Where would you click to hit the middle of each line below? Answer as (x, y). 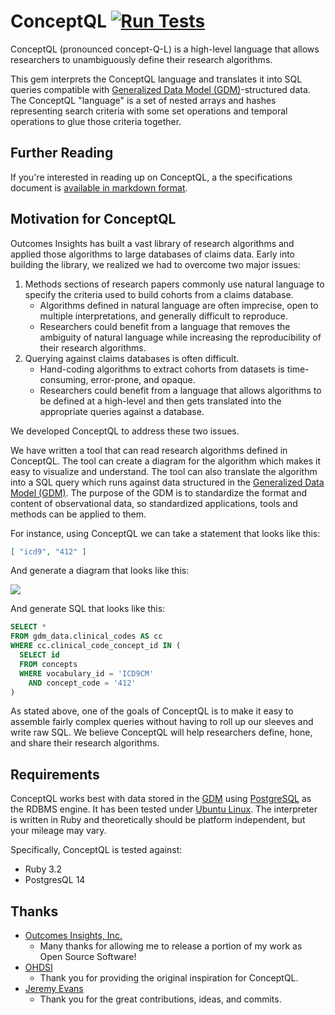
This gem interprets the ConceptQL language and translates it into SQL (156, 79)
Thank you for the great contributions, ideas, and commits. (160, 999)
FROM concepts (48, 664)
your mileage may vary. (58, 831)
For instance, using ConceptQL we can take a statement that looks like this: (165, 533)
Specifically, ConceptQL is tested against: (96, 850)
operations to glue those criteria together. (96, 121)
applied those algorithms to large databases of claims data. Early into (153, 254)
